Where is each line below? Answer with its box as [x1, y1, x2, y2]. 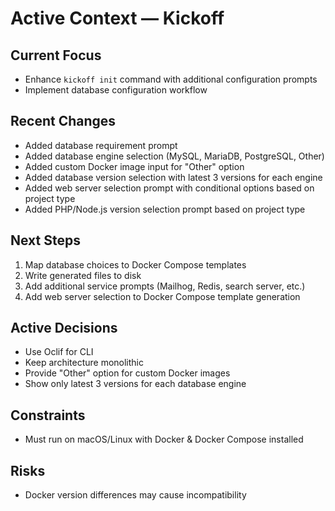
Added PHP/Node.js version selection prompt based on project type [24, 203, 306, 215]
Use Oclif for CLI [24, 346, 94, 358]
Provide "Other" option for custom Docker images [24, 367, 231, 379]
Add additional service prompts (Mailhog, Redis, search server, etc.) [24, 280, 306, 292]
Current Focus [10, 47, 102, 64]
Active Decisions [10, 320, 118, 337]
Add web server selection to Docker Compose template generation [24, 290, 301, 302]
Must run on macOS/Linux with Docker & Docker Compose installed [24, 433, 304, 446]
